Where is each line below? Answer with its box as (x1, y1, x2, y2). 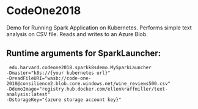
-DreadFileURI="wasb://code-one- (6, 75, 92, 81)
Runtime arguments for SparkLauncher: (6, 48, 161, 59)
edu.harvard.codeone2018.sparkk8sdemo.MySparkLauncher (9, 64, 152, 70)
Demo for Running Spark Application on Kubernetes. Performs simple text (6, 24, 193, 31)
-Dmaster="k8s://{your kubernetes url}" (6, 70, 111, 76)
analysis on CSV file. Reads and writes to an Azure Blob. (6, 30, 148, 37)
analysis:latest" (6, 91, 51, 97)
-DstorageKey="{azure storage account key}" (6, 96, 122, 103)
